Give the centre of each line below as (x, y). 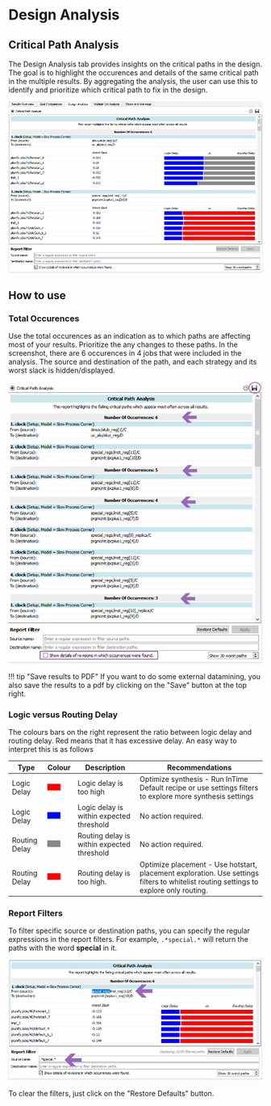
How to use (37, 295)
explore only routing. (174, 890)
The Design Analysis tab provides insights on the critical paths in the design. (135, 64)
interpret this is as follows (51, 749)
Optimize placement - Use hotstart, (199, 864)
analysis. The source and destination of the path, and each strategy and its (133, 362)
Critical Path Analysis (64, 45)
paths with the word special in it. (63, 948)
